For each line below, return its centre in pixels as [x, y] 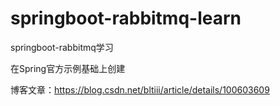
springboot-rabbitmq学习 [62, 47]
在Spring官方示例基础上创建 [68, 68]
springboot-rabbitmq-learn [126, 18]
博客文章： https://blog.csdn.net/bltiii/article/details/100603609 [140, 89]
